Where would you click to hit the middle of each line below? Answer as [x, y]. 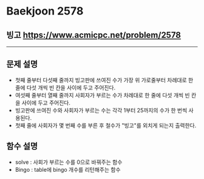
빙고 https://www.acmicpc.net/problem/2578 [93, 35]
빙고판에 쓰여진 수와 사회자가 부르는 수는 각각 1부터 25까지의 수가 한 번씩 [101, 110]
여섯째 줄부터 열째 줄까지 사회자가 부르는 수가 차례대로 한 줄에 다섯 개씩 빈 [102, 95]
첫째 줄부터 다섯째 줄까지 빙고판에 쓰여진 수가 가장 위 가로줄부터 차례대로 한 [104, 80]
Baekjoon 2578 [45, 11]
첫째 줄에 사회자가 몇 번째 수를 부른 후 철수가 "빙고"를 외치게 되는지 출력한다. [106, 125]
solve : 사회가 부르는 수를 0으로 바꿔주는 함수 [69, 162]
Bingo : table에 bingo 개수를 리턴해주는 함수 [68, 169]
